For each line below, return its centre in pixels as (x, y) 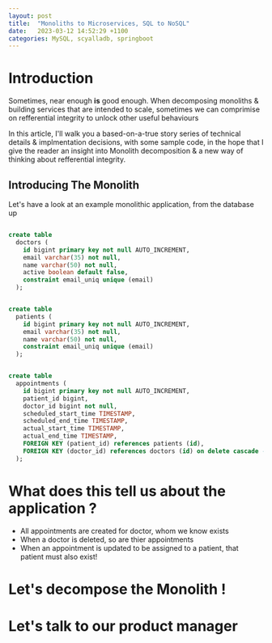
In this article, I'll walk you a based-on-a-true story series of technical (125, 133)
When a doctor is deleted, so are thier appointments (107, 539)
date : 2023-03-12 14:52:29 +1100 (68, 31)
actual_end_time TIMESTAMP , (70, 436)
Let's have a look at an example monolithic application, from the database (132, 204)
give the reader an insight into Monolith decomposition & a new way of (126, 151)
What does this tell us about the (117, 491)
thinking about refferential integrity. (67, 159)
